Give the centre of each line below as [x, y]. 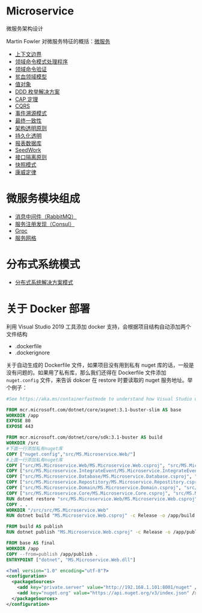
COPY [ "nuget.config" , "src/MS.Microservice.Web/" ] [71, 454]
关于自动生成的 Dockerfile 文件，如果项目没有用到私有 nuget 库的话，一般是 [100, 365]
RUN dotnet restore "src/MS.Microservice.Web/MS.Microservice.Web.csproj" [102, 499]
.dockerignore [32, 353]
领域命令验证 [31, 69]
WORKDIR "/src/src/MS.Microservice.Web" [58, 510]
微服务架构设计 [25, 28]
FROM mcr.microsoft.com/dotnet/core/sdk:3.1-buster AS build [84, 437]
